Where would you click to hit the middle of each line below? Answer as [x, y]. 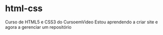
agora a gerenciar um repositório [38, 27]
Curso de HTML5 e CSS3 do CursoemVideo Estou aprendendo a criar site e [81, 22]
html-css [24, 9]
